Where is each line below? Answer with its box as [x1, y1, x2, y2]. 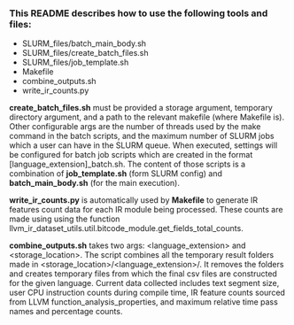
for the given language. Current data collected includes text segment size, [9, 278, 280, 289]
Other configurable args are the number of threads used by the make [9, 121, 261, 132]
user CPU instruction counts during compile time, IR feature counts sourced [9, 287, 286, 298]
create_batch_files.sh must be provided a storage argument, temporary [9, 103, 273, 113]
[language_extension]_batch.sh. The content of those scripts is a [9, 159, 246, 170]
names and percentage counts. [9, 306, 123, 317]
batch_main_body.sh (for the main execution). [9, 178, 180, 189]
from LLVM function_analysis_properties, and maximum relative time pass [9, 297, 279, 307]
